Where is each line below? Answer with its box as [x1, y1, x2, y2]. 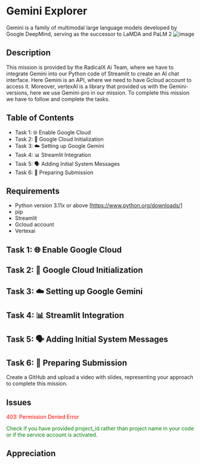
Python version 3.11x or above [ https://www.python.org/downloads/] [14, 202, 183, 209]
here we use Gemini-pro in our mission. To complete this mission [29, 89, 190, 96]
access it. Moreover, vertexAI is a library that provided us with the [6, 83, 168, 90]
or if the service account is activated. [6, 431, 98, 438]
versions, [6, 89, 29, 96]
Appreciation [6, 448, 56, 459]
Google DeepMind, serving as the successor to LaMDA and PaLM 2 [6, 30, 172, 37]
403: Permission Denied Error [6, 413, 79, 420]
